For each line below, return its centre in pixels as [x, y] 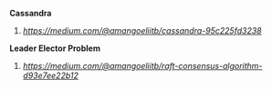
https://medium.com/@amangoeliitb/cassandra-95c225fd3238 [142, 30]
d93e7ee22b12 [51, 75]
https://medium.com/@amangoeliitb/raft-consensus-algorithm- [142, 66]
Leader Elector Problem [55, 48]
